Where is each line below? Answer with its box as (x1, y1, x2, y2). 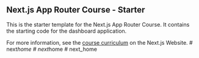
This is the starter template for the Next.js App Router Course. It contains (6, 21, 190, 28)
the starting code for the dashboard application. (6, 27, 127, 34)
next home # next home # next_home (6, 45, 98, 53)
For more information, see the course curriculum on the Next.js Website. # (6, 39, 194, 46)
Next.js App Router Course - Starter (6, 5, 145, 15)
